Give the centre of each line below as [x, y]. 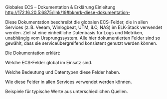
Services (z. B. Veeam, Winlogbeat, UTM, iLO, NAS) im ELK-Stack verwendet [84, 27]
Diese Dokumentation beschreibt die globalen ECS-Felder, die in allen [77, 22]
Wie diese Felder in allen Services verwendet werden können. [69, 82]
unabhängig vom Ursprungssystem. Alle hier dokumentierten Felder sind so [83, 38]
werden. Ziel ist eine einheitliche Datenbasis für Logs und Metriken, [74, 33]
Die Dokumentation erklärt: [33, 53]
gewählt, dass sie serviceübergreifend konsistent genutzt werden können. [81, 43]
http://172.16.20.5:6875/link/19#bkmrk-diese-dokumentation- [68, 12]
